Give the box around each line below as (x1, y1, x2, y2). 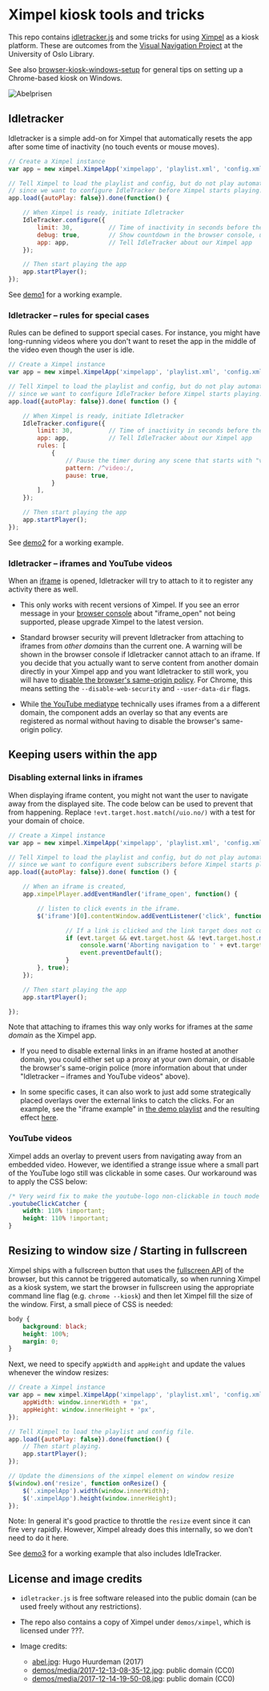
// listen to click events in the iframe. (37, 904, 181, 912)
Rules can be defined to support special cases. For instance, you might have (8, 328, 261, 338)
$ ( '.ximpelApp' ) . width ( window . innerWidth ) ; (22, 1487, 171, 1495)
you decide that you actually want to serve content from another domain (19, 658, 259, 668)
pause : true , (65, 471, 110, 479)
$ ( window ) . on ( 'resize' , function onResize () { (8, 1479, 167, 1487)
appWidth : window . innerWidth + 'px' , (22, 1398, 149, 1406)
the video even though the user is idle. (8, 345, 134, 354)
